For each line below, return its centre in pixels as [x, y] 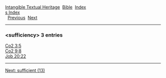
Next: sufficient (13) [25, 71]
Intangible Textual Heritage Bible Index [46, 7]
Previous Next [22, 18]
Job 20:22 [16, 56]
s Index [13, 12]
